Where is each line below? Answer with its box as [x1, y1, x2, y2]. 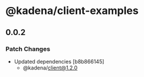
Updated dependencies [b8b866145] [14, 58, 104, 65]
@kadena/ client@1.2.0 [22, 64, 78, 71]
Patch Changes [5, 45, 51, 53]
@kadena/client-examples [5, 4, 139, 17]
